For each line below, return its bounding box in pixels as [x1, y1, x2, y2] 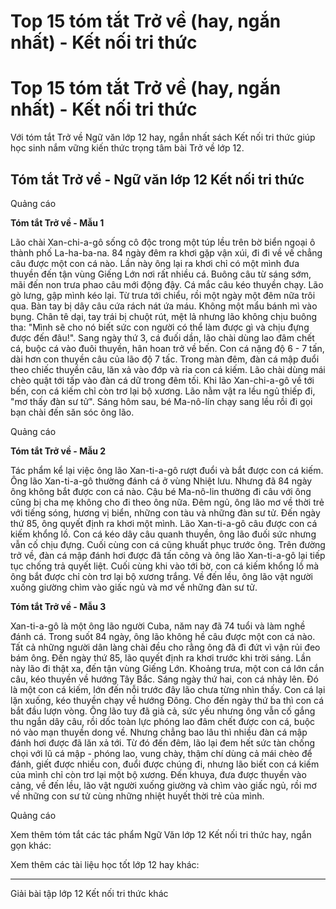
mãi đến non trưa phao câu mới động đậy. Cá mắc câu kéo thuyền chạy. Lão [10, 278, 324, 290]
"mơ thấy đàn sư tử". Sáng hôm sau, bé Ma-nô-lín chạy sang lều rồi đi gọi [10, 395, 313, 407]
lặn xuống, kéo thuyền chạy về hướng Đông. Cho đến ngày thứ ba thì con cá [10, 694, 324, 706]
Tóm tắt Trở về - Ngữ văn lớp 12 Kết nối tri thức [10, 171, 305, 188]
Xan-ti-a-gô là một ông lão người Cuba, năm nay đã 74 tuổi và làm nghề [10, 620, 306, 632]
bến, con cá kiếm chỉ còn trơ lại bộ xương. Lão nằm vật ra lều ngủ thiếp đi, [10, 385, 316, 397]
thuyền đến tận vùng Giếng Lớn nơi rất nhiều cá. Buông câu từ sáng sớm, [10, 268, 312, 280]
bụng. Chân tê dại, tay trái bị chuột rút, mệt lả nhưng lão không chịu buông [10, 310, 318, 322]
